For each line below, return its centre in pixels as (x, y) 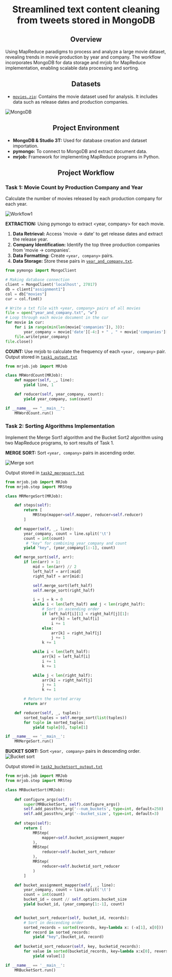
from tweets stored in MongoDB (86, 20)
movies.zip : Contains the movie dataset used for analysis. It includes (85, 96)
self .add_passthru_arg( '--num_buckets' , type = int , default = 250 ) (94, 809)
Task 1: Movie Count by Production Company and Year (74, 187)
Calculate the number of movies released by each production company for (84, 199)
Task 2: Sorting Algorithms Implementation (60, 426)
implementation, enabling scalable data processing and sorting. (72, 68)
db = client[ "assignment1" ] (35, 289)
